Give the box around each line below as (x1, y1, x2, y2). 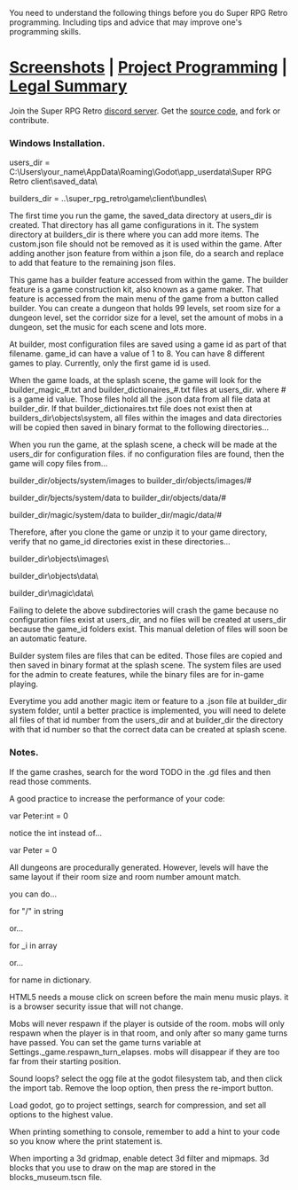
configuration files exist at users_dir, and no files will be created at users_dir (9, 615, 286, 625)
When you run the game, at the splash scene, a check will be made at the (9, 439, 278, 450)
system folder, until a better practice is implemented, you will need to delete (9, 705, 286, 716)
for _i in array (9, 940, 58, 951)
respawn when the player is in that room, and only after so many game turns (9, 1028, 288, 1038)
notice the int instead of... (9, 827, 102, 838)
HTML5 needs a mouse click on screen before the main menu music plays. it (9, 991, 289, 1002)
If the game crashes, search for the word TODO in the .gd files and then (9, 766, 271, 777)
